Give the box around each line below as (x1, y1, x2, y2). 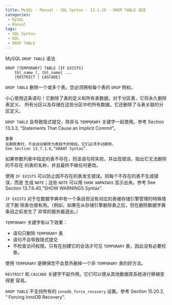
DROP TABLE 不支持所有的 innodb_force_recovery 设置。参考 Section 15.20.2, (5, 288, 165, 294)
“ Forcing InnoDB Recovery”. (5, 294, 66, 300)
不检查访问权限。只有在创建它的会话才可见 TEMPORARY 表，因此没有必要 (12, 243, 162, 249)
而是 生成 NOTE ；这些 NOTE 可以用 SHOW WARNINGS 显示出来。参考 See (14, 179, 156, 185)
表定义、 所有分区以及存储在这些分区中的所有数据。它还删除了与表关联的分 (5, 101, 164, 107)
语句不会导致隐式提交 (12, 236, 58, 243)
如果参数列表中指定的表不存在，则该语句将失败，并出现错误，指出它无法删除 (5, 155, 167, 161)
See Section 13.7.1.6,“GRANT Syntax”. (5, 146, 88, 151)
